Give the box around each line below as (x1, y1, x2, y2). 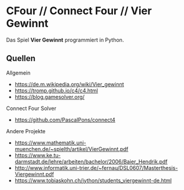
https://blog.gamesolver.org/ (14, 93, 85, 100)
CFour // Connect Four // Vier (6, 4, 152, 18)
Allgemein (6, 69, 31, 76)
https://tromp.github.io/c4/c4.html (14, 87, 98, 94)
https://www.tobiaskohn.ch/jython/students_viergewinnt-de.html (14, 176, 172, 184)
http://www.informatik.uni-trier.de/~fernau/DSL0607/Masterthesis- (14, 164, 178, 171)
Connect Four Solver (6, 105, 57, 112)
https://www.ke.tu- (14, 152, 61, 159)
